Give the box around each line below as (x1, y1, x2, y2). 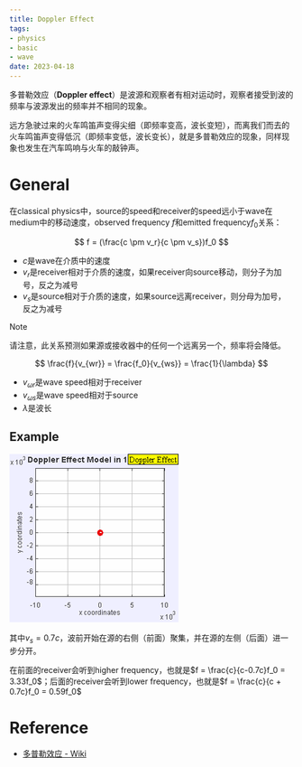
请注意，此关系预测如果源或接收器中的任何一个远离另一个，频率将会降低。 (9, 340, 286, 351)
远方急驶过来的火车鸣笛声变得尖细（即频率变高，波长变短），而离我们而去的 (9, 120, 290, 130)
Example (9, 429, 59, 444)
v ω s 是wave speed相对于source (22, 389, 139, 402)
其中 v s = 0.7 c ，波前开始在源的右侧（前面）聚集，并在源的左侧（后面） (9, 632, 273, 645)
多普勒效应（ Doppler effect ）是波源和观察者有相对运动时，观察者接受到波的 (9, 89, 294, 99)
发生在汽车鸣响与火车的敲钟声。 (24, 143, 144, 153)
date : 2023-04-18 (9, 62, 75, 71)
